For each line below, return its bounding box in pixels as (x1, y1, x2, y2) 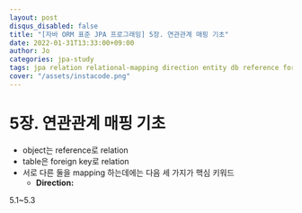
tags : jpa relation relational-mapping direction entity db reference (9, 64, 280, 73)
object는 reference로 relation (22, 145, 129, 155)
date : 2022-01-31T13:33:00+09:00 (9, 38, 135, 48)
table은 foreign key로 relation (22, 155, 129, 166)
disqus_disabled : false (9, 22, 99, 31)
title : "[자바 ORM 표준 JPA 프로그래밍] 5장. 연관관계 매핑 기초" (9, 30, 229, 39)
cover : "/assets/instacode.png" (9, 72, 130, 81)
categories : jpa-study (9, 55, 94, 64)
